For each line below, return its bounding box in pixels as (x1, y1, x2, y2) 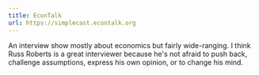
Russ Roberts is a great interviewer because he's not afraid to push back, (8, 49, 248, 58)
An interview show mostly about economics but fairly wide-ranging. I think (8, 40, 251, 50)
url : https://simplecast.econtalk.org (8, 19, 136, 27)
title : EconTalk (8, 11, 62, 20)
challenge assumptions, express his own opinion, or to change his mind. (8, 57, 244, 67)
